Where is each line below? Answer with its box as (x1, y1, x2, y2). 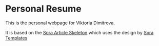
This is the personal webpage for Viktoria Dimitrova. (5, 20, 115, 26)
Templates (5, 35, 28, 41)
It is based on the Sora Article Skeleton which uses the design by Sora (5, 29, 154, 35)
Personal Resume (5, 3, 82, 15)
